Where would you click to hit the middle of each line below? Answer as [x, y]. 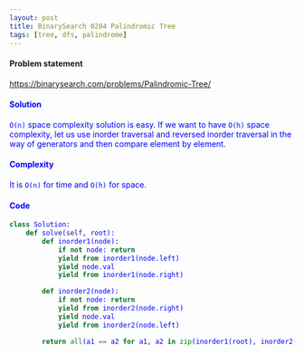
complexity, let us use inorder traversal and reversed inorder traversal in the [151, 134]
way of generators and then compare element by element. [118, 144]
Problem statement [46, 63]
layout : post [34, 18]
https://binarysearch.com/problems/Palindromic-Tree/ [110, 83]
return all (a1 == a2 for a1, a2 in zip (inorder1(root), [149, 341]
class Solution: [40, 225]
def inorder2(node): [81, 292]
